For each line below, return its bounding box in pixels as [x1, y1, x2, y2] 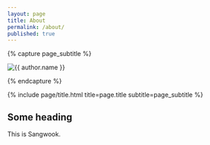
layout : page [7, 10, 46, 18]
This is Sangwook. [7, 130, 62, 139]
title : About [7, 17, 46, 24]
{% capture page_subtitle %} [7, 50, 92, 58]
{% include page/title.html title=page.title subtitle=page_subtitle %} [7, 91, 204, 99]
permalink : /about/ [7, 23, 65, 30]
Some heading [7, 111, 73, 123]
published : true [7, 30, 55, 37]
